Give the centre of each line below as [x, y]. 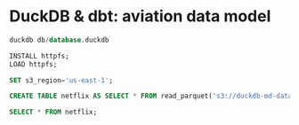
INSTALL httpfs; [39, 56]
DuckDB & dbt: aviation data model [140, 16]
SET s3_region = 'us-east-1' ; [61, 80]
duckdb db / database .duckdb [59, 40]
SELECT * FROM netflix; [53, 113]
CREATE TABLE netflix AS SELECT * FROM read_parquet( [111, 96]
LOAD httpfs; [33, 64]
